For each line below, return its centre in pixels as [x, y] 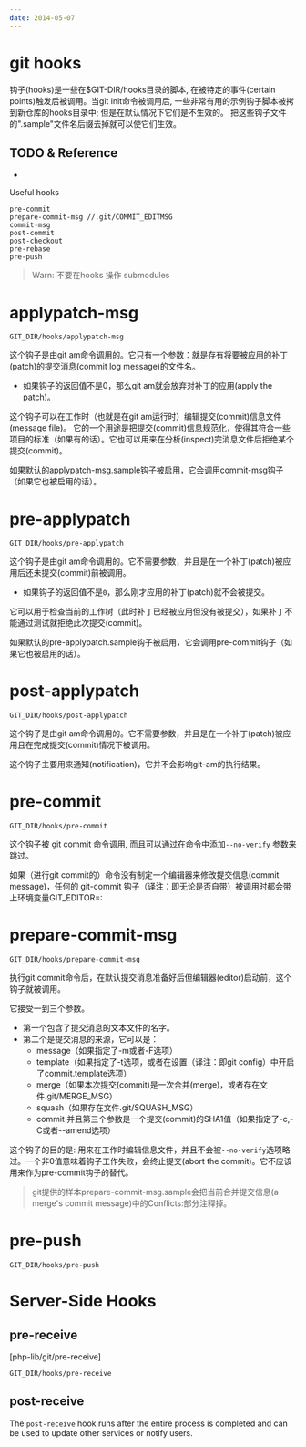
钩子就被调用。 [37, 989]
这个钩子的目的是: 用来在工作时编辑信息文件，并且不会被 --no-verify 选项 [146, 1150]
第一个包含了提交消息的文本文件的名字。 [98, 1028]
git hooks [46, 62]
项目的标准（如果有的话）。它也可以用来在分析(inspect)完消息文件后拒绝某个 [152, 440]
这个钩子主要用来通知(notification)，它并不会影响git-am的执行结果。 [138, 765]
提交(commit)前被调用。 [86, 573]
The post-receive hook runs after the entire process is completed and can [149, 1423]
